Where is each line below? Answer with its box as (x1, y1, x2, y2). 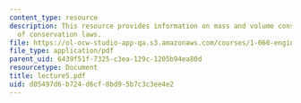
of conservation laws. (17, 30, 102, 39)
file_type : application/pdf (9, 47, 115, 56)
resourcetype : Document (9, 64, 99, 73)
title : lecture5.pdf (9, 72, 87, 81)
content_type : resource (9, 13, 99, 22)
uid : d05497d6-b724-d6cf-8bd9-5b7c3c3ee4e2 (9, 80, 175, 89)
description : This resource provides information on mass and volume (9, 21, 275, 30)
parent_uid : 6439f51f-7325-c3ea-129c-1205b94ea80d (9, 55, 202, 64)
